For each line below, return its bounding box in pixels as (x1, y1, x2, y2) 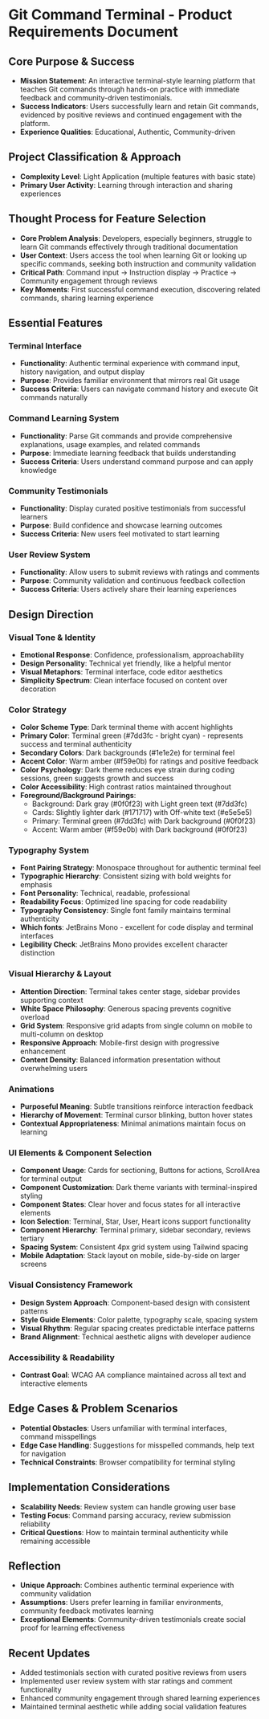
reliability (19, 1519, 51, 1529)
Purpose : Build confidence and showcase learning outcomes (19, 520, 222, 530)
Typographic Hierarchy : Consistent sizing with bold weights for (19, 871, 231, 881)
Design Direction (8, 608, 94, 621)
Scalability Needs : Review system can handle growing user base (19, 1501, 236, 1511)
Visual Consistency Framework (8, 1279, 133, 1290)
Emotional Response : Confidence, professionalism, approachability (19, 650, 245, 659)
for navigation (19, 1448, 67, 1458)
